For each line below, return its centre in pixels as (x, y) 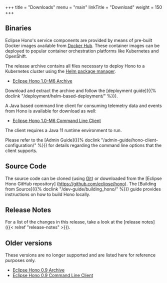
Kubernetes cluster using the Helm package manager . (60, 71)
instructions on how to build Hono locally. (48, 194)
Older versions (29, 243)
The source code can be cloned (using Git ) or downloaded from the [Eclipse (83, 178)
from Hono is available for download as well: (51, 111)
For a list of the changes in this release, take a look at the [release (73, 222)
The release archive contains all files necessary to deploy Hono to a (75, 66)
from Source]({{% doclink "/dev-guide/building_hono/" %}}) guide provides (83, 189)
